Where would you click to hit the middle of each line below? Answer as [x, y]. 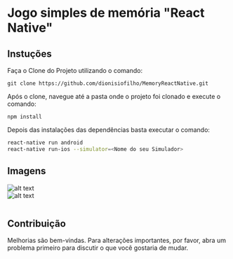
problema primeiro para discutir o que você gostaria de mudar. [98, 248]
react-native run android [45, 142]
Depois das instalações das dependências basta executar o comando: [109, 130]
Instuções [30, 54]
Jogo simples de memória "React [106, 13]
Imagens [27, 171]
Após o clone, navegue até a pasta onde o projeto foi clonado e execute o [114, 97]
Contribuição [37, 224]
